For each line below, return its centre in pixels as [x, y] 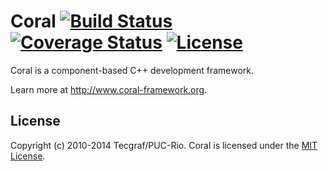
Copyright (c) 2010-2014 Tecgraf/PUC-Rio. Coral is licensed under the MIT [164, 145]
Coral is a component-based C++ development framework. [132, 70]
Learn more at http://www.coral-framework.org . [109, 89]
